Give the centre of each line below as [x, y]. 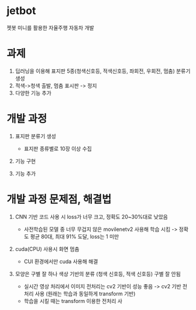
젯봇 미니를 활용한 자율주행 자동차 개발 [50, 28]
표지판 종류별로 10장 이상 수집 [58, 148]
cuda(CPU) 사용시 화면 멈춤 [47, 249]
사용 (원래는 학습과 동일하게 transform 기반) [85, 294]
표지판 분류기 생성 [35, 136]
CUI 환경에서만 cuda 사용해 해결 [61, 261]
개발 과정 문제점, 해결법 [59, 199]
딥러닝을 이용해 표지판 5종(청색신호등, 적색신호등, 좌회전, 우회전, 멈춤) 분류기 [103, 71]
